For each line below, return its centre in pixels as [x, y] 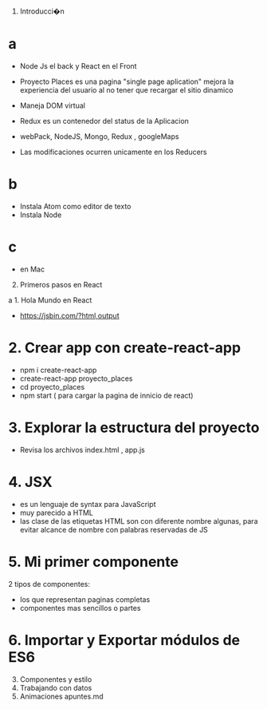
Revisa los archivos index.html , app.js [82, 450]
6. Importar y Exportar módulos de [124, 640]
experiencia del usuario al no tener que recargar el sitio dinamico [126, 89]
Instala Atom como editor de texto [75, 206]
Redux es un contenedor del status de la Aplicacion [104, 121]
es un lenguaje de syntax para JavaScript [88, 504]
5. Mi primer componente [94, 562]
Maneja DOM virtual [53, 105]
